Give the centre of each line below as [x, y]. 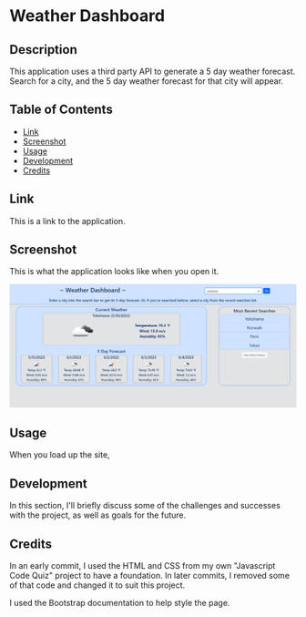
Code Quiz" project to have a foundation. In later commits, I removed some [149, 575]
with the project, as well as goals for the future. [98, 515]
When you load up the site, [60, 455]
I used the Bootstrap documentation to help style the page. [120, 602]
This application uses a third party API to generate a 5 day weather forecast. [153, 71]
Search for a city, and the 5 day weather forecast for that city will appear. [147, 81]
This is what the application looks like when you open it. [114, 272]
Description [43, 50]
